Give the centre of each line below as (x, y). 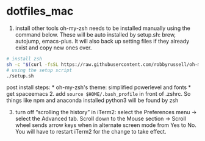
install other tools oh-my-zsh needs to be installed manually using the (103, 28)
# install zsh (24, 59)
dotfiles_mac (40, 11)
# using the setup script (39, 70)
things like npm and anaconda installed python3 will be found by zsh (92, 100)
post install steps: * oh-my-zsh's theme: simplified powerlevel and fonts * (99, 87)
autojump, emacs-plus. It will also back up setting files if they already (102, 41)
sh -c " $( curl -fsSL (33, 64)
